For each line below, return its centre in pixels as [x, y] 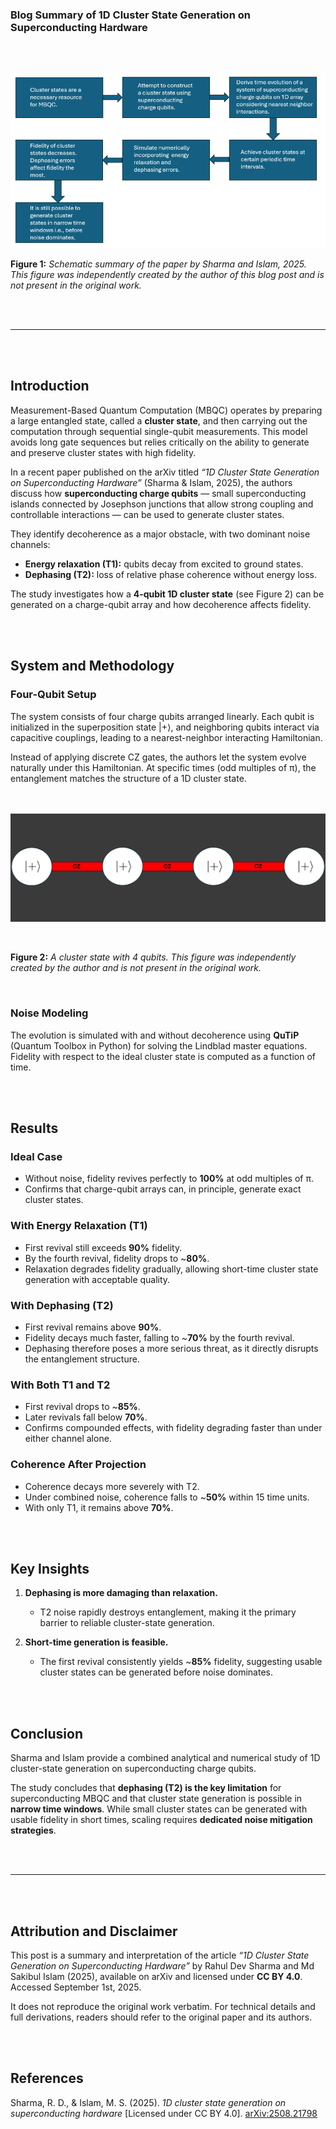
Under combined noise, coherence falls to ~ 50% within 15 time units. [167, 1497]
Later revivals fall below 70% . [86, 1417]
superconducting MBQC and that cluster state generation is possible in [156, 1799]
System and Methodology [92, 666]
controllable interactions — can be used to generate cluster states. [147, 514]
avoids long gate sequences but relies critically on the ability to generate [160, 442]
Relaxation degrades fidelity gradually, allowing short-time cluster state [171, 1269]
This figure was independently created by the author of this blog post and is [167, 275]
